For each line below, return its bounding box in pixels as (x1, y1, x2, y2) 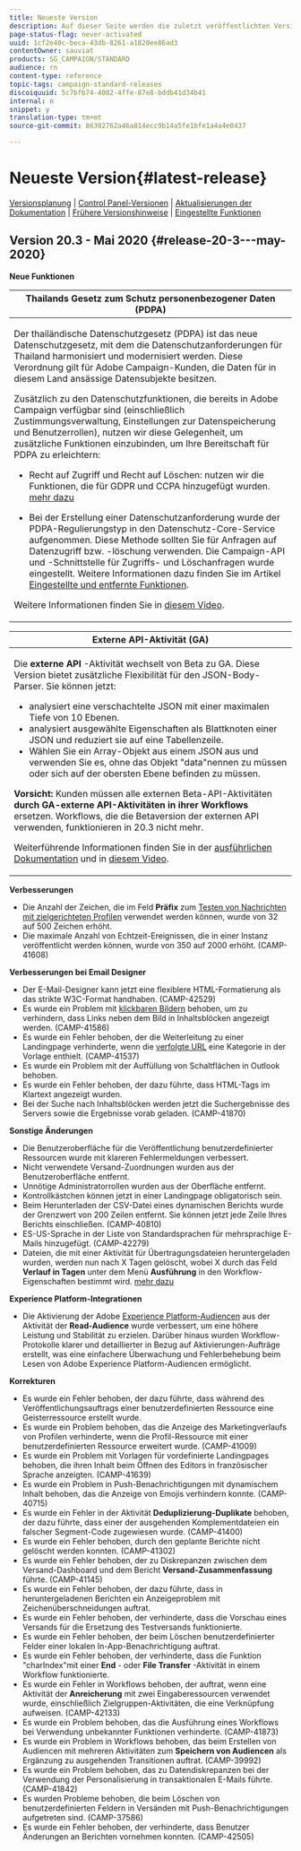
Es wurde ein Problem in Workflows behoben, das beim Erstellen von (21, 1735, 277, 1746)
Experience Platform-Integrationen (9, 1293, 142, 1304)
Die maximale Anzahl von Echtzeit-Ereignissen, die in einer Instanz (21, 930, 269, 941)
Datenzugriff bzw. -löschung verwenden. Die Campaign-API (29, 544, 285, 557)
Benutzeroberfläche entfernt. (21, 1171, 130, 1181)
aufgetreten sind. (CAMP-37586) (21, 1812, 143, 1822)
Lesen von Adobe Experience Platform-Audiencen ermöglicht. (21, 1358, 252, 1369)
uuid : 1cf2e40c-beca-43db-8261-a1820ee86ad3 (9, 38, 178, 48)
